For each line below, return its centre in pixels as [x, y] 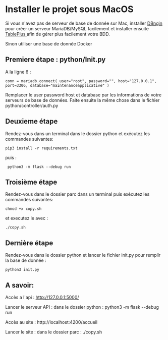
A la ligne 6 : [18, 72]
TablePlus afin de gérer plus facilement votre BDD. [58, 34]
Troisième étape [31, 182]
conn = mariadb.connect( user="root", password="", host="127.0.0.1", [81, 81]
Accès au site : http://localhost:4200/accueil [51, 322]
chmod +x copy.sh [23, 209]
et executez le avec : [27, 218]
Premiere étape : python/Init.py [55, 60]
